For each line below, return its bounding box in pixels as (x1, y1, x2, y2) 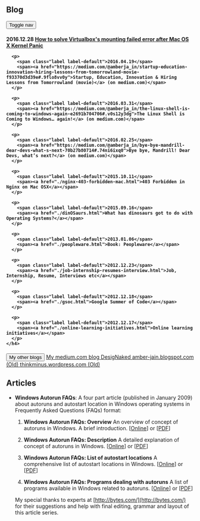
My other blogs (9, 354, 42, 360)
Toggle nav (9, 21, 34, 28)
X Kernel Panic (6, 42, 43, 50)
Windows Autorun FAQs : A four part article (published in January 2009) (14, 394, 193, 401)
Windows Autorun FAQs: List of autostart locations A (23, 454, 158, 461)
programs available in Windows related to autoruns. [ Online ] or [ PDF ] (23, 485, 193, 492)
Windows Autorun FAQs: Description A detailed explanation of (23, 436, 180, 443)
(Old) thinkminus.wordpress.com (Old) (6, 361, 100, 368)
